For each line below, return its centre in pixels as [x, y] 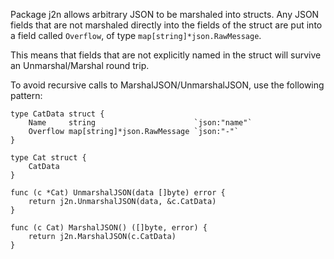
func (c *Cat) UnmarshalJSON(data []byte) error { [118, 193]
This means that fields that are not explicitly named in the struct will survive [166, 55]
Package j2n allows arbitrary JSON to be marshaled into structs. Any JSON [165, 14]
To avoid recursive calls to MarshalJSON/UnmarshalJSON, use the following [167, 85]
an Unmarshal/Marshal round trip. [80, 65]
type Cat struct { [48, 158]
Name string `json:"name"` [140, 123]
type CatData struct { [57, 114]
